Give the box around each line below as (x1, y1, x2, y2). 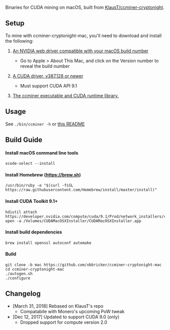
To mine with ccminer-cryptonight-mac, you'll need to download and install (5, 33, 162, 39)
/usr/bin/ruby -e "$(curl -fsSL (5, 183, 73, 188)
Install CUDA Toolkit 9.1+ (5, 198, 58, 204)
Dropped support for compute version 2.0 (20, 319, 108, 325)
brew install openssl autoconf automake (5, 240, 92, 246)
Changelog (5, 289, 41, 298)
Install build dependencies (5, 229, 62, 235)
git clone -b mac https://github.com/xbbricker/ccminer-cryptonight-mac (5, 262, 162, 267)
